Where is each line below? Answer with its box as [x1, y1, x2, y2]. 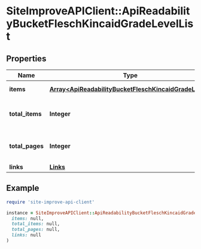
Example [6, 183, 39, 193]
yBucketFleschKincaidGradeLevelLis [6, 17, 194, 31]
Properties [6, 53, 47, 63]
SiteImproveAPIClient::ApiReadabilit [6, 4, 190, 18]
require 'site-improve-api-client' [6, 199, 95, 205]
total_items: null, [11, 221, 60, 227]
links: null [11, 232, 42, 238]
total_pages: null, [11, 226, 60, 233]
